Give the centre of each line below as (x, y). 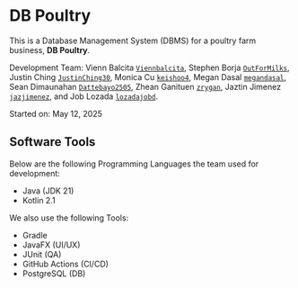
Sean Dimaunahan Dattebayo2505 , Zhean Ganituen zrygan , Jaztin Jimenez (145, 86)
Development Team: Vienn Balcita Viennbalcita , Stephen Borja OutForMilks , (149, 67)
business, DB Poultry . (50, 49)
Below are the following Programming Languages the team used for (134, 164)
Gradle (35, 235)
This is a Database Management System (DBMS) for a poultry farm (133, 40)
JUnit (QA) (42, 254)
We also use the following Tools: (69, 218)
